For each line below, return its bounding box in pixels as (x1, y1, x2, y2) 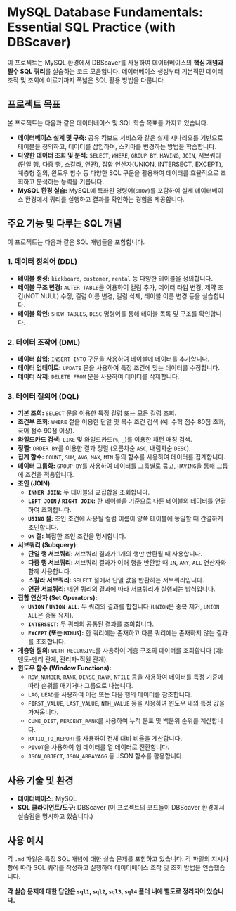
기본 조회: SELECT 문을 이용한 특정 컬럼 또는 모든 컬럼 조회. (17, 409, 177, 417)
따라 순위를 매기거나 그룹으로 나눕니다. (27, 682, 133, 690)
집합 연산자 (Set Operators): (17, 594, 98, 602)
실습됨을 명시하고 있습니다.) (17, 812, 93, 820)
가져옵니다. (27, 708, 59, 716)
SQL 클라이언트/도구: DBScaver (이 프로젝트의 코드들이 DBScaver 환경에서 (17, 803, 225, 812)
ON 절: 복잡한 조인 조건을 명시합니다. (27, 532, 126, 540)
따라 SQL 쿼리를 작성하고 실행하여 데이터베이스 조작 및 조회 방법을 (20, 863, 202, 872)
